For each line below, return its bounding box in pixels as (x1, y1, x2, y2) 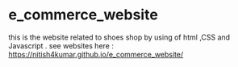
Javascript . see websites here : (8, 40, 115, 50)
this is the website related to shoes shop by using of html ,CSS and (8, 32, 231, 42)
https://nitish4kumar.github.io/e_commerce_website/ (8, 49, 184, 59)
